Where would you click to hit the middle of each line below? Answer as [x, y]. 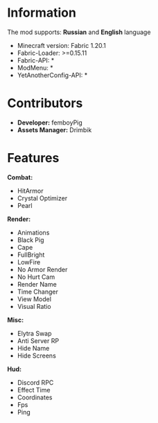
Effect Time [34, 390]
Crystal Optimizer [42, 198]
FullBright [31, 255]
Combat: [20, 177]
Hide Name [33, 348]
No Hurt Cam [36, 277]
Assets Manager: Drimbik [54, 129]
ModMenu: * [35, 67]
